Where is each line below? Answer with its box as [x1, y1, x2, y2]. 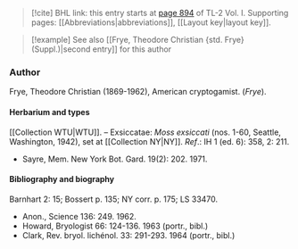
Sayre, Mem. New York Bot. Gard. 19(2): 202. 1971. [21, 154, 208, 164]
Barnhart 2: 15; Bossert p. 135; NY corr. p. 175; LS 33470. [9, 194, 219, 204]
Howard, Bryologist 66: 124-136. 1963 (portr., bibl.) [21, 220, 209, 231]
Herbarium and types [9, 106, 91, 117]
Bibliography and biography [9, 174, 114, 185]
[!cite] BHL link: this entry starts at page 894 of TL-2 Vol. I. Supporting [30, 8, 289, 18]
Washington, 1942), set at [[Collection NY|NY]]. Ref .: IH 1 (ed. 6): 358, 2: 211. [9, 136, 290, 146]
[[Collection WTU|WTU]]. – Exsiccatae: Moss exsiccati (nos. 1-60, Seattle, [9, 127, 281, 137]
